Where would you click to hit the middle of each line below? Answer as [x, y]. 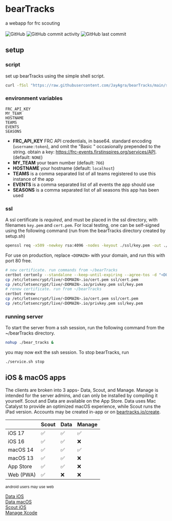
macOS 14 [21, 450]
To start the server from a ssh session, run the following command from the [85, 328]
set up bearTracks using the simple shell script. [55, 76]
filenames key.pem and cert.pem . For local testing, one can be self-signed [82, 225]
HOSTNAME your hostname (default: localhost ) [64, 168]
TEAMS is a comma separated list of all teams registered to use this [84, 173]
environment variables [34, 98]
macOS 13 [21, 458]
